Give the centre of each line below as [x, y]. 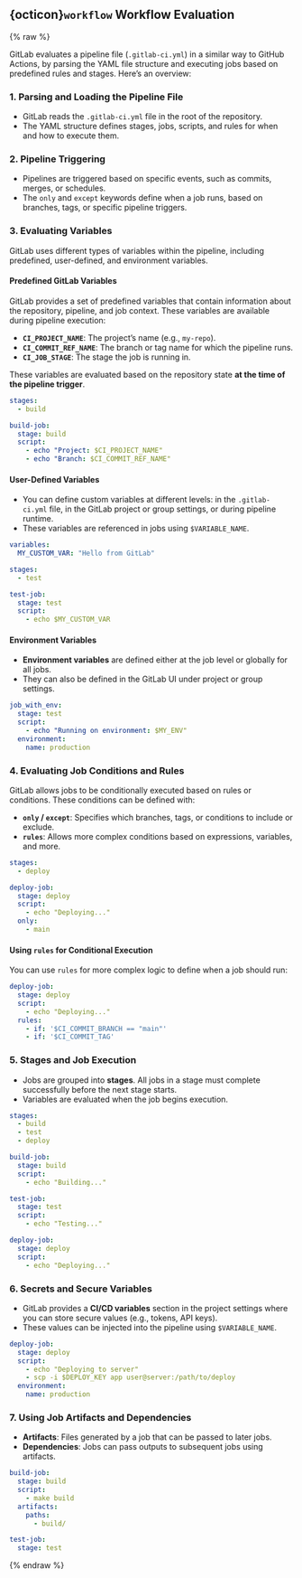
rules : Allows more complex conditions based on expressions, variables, [157, 836]
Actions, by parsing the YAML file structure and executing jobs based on [144, 63]
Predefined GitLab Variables [63, 281]
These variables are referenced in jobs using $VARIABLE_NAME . [136, 529]
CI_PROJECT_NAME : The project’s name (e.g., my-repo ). [119, 337]
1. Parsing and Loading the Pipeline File [96, 97]
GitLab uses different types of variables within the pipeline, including [137, 250]
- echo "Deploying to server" [82, 1369]
